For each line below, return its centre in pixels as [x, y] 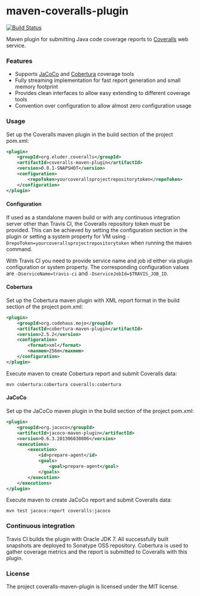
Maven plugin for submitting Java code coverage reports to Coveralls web [97, 39]
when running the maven [161, 243]
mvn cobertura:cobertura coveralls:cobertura [64, 384]
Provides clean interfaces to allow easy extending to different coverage [102, 93]
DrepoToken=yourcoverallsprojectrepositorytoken [68, 243]
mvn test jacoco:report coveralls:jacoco [59, 511]
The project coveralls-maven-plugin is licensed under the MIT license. [93, 586]
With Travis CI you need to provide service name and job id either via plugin [99, 261]
